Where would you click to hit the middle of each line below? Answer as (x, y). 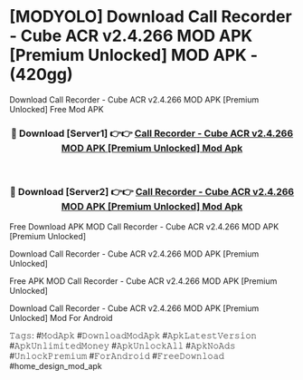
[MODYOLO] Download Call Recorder (151, 17)
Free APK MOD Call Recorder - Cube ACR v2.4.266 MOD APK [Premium (143, 281)
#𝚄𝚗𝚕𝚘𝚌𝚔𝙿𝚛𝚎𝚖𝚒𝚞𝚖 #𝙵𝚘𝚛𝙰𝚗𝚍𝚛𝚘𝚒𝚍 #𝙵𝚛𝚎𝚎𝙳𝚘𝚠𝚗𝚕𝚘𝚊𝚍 (117, 356)
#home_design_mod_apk (56, 365)
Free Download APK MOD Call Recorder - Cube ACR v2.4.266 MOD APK (144, 226)
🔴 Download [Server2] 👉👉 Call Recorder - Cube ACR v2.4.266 (152, 192)
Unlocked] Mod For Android (61, 317)
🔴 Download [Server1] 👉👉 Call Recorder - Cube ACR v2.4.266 (152, 133)
